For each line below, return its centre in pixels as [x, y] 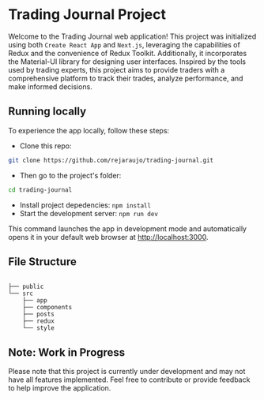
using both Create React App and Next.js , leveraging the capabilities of [124, 44]
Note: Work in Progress [67, 352]
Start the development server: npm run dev [89, 213]
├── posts [39, 314]
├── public [26, 287]
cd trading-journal [40, 190]
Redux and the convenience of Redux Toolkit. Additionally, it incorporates [128, 53]
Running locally [47, 112]
